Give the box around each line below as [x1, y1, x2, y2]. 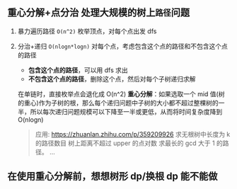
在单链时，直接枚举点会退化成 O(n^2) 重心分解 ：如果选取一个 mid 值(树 [17, 89, 225, 98]
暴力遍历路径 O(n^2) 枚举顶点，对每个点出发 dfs [17, 27, 157, 35]
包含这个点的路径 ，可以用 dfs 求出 [28, 66, 129, 74]
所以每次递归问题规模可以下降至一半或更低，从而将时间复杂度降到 [30, 107, 223, 115]
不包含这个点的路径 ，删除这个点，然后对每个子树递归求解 [28, 74, 196, 83]
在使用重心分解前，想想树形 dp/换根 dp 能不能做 [7, 171, 218, 183]
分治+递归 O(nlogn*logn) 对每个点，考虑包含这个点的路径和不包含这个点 [17, 42, 229, 50]
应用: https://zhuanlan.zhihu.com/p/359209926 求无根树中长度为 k [35, 130, 231, 138]
